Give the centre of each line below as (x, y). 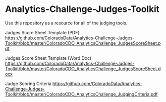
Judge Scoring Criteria (28, 84)
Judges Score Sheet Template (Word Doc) (48, 58)
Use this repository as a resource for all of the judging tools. (66, 23)
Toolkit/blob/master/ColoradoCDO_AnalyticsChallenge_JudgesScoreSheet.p (83, 43)
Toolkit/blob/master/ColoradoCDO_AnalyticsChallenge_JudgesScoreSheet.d (83, 69)
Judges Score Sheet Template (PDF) (42, 32)
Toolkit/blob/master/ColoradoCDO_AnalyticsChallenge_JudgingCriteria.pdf (81, 94)
